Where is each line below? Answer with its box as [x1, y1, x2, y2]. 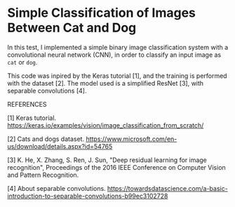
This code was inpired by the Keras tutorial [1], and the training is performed [7, 72, 227, 80]
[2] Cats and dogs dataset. [7, 135, 85, 143]
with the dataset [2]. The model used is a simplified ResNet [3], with [7, 79, 204, 87]
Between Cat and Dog [7, 20, 137, 36]
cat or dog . [7, 58, 38, 66]
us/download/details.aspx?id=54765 [7, 142, 113, 150]
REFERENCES [7, 100, 47, 108]
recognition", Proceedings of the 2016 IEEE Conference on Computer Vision [7, 163, 226, 171]
